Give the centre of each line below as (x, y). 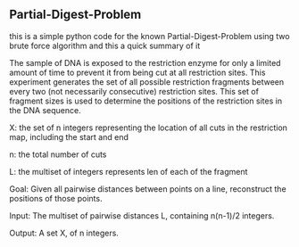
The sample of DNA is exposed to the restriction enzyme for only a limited (145, 62)
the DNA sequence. (46, 110)
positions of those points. (56, 198)
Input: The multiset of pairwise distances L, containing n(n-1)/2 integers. (142, 215)
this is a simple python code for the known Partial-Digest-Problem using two (149, 36)
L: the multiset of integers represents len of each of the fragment (129, 171)
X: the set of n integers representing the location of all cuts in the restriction (149, 128)
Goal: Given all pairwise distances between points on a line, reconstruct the (148, 189)
